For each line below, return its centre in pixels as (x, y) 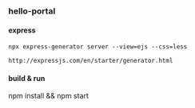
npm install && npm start (49, 96)
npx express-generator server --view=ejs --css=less (98, 47)
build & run (27, 78)
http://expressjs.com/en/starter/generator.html (91, 61)
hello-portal (32, 11)
